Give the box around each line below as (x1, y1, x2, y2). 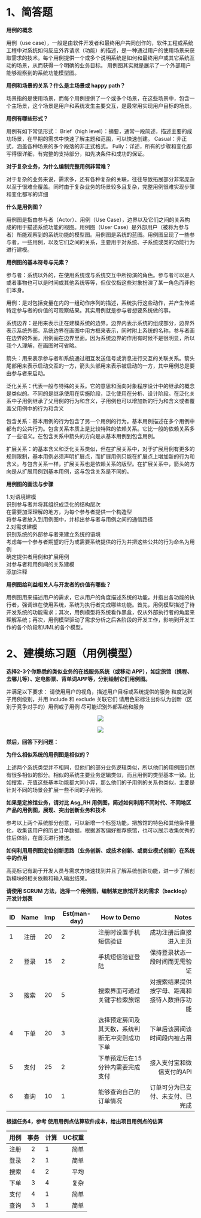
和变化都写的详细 (6, 190, 48, 198)
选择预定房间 (98, 1015, 135, 1024)
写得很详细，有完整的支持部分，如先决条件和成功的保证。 (6, 150, 148, 157)
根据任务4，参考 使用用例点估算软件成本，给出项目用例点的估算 (6, 1117, 163, 1124)
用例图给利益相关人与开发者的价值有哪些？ (6, 581, 111, 588)
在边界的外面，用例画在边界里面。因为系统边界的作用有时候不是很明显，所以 (6, 334, 195, 342)
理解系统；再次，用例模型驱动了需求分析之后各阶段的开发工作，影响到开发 (6, 616, 190, 623)
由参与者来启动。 (6, 369, 48, 376)
